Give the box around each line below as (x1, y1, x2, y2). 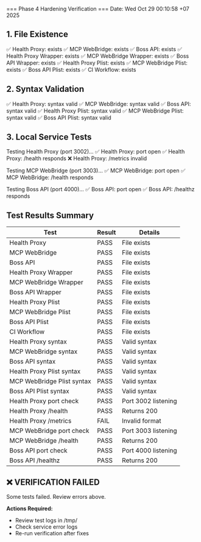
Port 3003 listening (121, 426, 178, 435)
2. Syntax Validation (6, 84, 84, 94)
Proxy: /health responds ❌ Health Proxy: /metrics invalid (6, 155, 147, 162)
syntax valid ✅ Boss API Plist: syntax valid (6, 114, 111, 121)
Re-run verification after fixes (15, 530, 90, 537)
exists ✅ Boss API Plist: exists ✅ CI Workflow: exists (6, 66, 136, 73)
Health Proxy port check (9, 397, 79, 406)
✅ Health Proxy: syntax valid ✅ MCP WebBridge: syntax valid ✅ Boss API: (6, 100, 191, 107)
